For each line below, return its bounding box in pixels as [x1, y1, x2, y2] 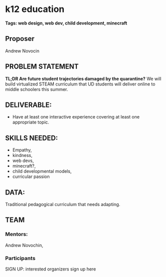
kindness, [12, 152, 32, 158]
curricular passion [12, 173, 50, 179]
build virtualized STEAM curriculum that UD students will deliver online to [5, 81, 156, 87]
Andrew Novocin [5, 47, 40, 53]
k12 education [5, 3, 65, 15]
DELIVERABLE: [5, 100, 52, 109]
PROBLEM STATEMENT [5, 62, 79, 71]
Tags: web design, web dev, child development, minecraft [5, 20, 128, 26]
